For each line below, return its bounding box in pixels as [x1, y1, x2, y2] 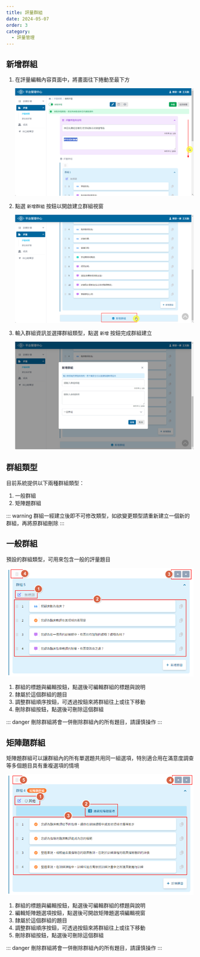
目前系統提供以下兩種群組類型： [6, 479, 85, 487]
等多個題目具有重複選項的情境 [6, 762, 79, 769]
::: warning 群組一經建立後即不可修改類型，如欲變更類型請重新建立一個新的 [6, 512, 190, 519]
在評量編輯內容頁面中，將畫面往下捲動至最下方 [14, 76, 130, 83]
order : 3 [6, 22, 28, 28]
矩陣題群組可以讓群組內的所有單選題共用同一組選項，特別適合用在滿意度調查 [6, 754, 194, 762]
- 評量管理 [11, 35, 35, 41]
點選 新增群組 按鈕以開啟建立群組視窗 [14, 202, 104, 210]
